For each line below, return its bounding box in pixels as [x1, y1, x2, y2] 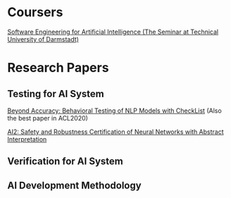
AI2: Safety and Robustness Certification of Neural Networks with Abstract [7, 128, 224, 136]
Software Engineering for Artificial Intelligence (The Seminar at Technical [7, 27, 219, 36]
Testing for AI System [7, 87, 104, 99]
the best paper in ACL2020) [7, 113, 88, 122]
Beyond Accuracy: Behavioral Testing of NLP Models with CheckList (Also [7, 106, 222, 115]
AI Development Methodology [7, 179, 142, 191]
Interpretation [7, 135, 47, 143]
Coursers [7, 4, 63, 20]
